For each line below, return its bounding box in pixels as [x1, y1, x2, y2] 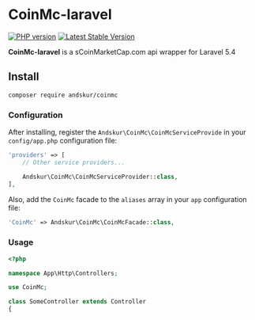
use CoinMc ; [8, 284, 47, 291]
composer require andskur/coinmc [8, 91, 118, 99]
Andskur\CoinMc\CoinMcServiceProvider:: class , [22, 173, 178, 181]
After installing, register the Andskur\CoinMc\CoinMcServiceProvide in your [8, 128, 246, 137]
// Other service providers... [22, 158, 126, 166]
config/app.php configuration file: [8, 136, 118, 146]
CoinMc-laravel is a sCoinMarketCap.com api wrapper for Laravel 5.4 [8, 47, 236, 56]
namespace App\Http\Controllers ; [8, 269, 118, 277]
